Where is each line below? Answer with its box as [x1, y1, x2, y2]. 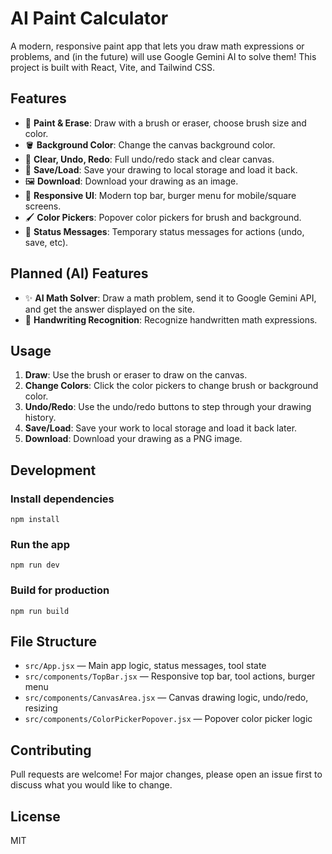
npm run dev [10, 560, 60, 571]
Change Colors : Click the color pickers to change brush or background [24, 380, 319, 392]
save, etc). [24, 236, 69, 248]
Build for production [10, 583, 110, 597]
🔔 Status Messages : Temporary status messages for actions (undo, [24, 225, 305, 237]
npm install [10, 515, 60, 525]
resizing [24, 702, 58, 714]
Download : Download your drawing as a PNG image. [24, 433, 243, 445]
